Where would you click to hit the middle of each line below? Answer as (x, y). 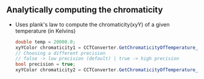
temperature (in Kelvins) (45, 31)
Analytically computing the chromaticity (85, 10)
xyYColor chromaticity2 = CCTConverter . (67, 70)
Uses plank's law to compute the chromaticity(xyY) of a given (92, 24)
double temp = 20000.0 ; (45, 42)
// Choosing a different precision (60, 53)
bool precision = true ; (45, 65)
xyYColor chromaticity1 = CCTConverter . (67, 48)
